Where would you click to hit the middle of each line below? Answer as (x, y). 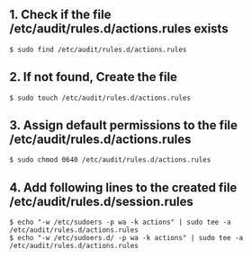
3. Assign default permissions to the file (124, 125)
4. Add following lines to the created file (123, 187)
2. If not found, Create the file (94, 77)
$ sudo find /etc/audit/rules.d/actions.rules (98, 49)
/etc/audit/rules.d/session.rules (101, 201)
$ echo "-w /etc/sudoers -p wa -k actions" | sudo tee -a (120, 222)
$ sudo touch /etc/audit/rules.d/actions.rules (100, 98)
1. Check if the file (60, 15)
